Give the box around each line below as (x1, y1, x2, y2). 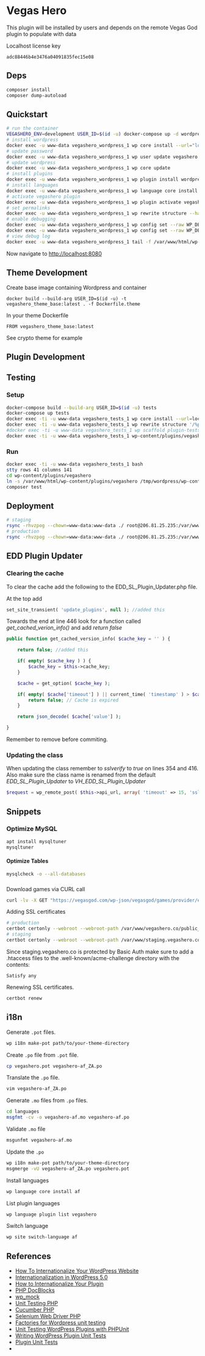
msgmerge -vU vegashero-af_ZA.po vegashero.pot (6, 1166, 130, 1172)
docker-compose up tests (6, 410, 70, 417)
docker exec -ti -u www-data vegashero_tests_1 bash (6, 461, 143, 467)
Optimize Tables (6, 858, 49, 865)
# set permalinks (6, 205, 51, 211)
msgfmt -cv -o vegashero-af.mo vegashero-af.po (6, 1114, 130, 1121)
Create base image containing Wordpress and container (6, 284, 147, 291)
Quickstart (6, 109, 48, 120)
